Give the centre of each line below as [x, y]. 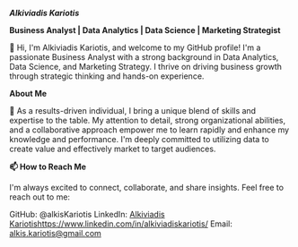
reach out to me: [39, 197]
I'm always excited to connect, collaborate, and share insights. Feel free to [147, 187]
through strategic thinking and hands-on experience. [107, 76]
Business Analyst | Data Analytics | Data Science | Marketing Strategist [145, 30]
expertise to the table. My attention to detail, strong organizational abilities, [148, 120]
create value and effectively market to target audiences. [113, 149]
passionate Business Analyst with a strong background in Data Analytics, [144, 57]
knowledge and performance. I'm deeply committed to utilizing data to [139, 139]
